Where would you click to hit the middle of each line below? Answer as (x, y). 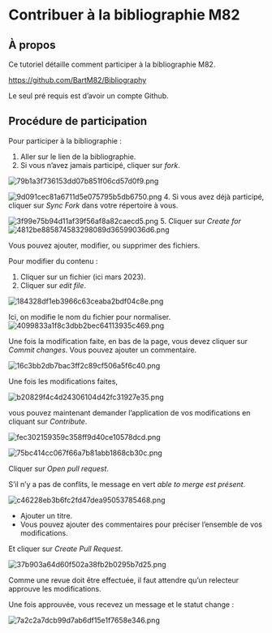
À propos (32, 45)
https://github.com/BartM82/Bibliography (78, 80)
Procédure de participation (78, 121)
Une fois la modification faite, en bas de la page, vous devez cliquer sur (128, 341)
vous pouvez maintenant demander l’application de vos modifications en (130, 412)
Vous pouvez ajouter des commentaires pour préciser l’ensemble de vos (141, 524)
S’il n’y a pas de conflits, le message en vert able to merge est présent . (127, 484)
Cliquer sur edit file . (53, 285)
